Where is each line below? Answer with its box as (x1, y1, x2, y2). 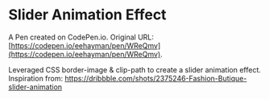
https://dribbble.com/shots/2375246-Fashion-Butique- (64, 73, 247, 83)
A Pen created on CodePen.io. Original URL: (8, 32, 155, 42)
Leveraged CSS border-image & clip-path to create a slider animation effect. (8, 64, 262, 74)
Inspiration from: (8, 73, 64, 83)
